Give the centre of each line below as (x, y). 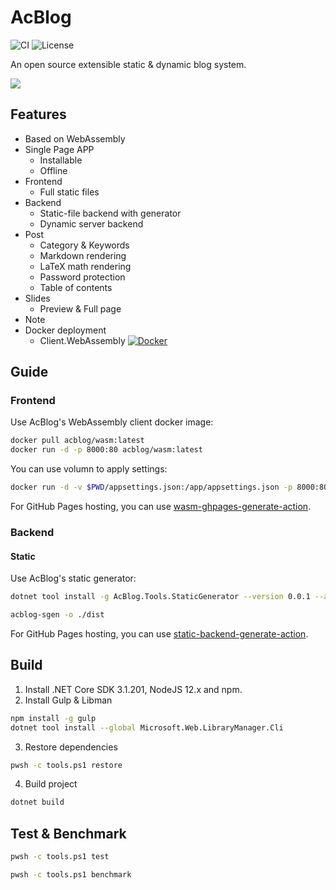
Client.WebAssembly (82, 340)
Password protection (82, 277)
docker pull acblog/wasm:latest (77, 441)
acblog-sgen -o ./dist (57, 615)
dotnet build (37, 802)
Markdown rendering (83, 255)
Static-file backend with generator (110, 213)
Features (38, 114)
